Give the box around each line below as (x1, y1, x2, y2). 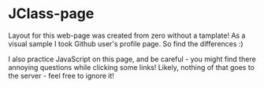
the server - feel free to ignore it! (8, 71, 114, 80)
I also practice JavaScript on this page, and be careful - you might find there (8, 54, 256, 64)
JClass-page (8, 5, 95, 23)
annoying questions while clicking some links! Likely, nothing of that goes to (8, 62, 255, 71)
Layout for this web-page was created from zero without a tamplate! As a (8, 31, 246, 40)
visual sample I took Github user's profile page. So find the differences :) (8, 38, 244, 48)
